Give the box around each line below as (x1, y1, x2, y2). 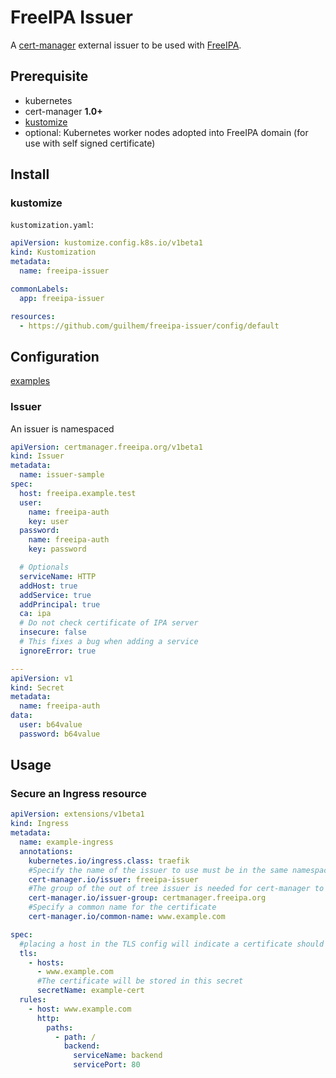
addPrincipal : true (19, 599, 101, 610)
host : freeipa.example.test (19, 488, 137, 498)
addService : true (19, 590, 92, 600)
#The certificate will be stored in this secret (36, 976, 244, 986)
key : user (28, 516, 70, 526)
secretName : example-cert (36, 986, 145, 996)
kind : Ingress (10, 819, 70, 829)
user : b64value (19, 720, 83, 730)
